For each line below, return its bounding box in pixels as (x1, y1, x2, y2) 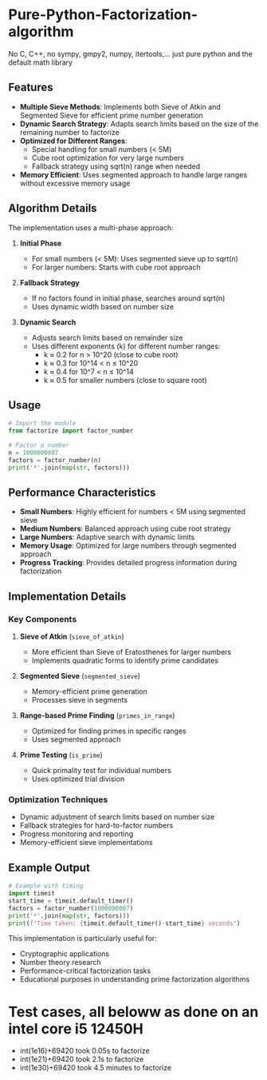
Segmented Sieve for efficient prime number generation (19, 110, 203, 120)
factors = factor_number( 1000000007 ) (8, 904, 134, 912)
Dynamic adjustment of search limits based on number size (19, 812, 215, 822)
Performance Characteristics (8, 486, 156, 500)
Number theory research (19, 958, 101, 967)
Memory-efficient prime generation (31, 687, 147, 696)
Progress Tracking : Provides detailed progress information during (19, 558, 238, 568)
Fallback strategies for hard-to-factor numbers (19, 821, 174, 831)
